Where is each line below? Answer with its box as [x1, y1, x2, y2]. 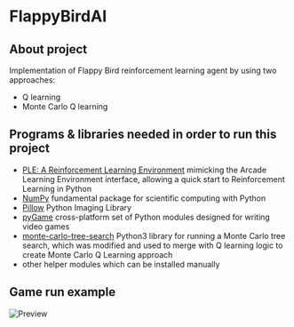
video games [21, 220, 70, 232]
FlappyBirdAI [9, 6, 107, 27]
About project [9, 42, 87, 57]
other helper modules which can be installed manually [21, 259, 220, 269]
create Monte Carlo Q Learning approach [21, 249, 173, 259]
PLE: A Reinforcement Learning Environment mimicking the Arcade [21, 164, 267, 175]
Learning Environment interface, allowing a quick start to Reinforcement [21, 173, 286, 184]
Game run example [9, 284, 116, 299]
